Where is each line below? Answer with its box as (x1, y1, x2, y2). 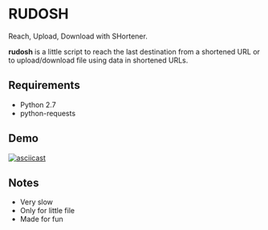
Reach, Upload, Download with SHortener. (8, 31, 148, 41)
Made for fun (19, 214, 64, 224)
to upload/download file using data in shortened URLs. (8, 55, 189, 65)
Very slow (19, 197, 54, 207)
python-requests (19, 108, 76, 118)
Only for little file (19, 206, 75, 216)
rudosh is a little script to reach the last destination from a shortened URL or (8, 46, 261, 56)
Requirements (8, 79, 80, 92)
